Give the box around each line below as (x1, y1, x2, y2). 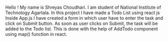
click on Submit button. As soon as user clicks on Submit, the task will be (5, 20, 158, 26)
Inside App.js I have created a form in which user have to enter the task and (5, 15, 163, 21)
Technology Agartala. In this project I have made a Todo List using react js (5, 10, 160, 16)
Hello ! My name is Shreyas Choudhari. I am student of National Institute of (5, 5, 161, 10)
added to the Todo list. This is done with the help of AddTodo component (5, 26, 158, 32)
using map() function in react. (5, 31, 68, 37)
